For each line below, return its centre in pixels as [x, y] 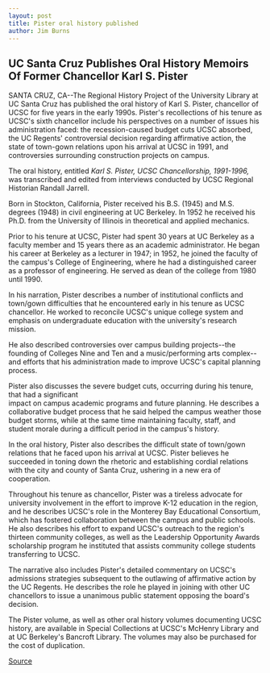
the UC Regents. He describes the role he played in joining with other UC [129, 587]
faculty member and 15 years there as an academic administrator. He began [134, 245]
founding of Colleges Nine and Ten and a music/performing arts [114, 353]
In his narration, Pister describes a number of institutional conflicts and [126, 295]
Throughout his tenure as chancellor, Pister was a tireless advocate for [126, 494]
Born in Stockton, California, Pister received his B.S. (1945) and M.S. [122, 204]
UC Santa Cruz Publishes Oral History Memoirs [129, 63]
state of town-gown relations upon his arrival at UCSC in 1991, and [118, 147]
